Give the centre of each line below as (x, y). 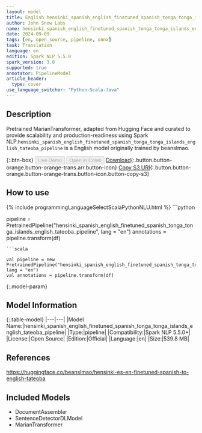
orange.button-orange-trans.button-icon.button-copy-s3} (78, 174)
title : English (25, 17)
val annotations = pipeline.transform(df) (60, 275)
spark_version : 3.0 (31, 62)
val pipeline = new (31, 259)
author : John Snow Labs (36, 23)
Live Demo (50, 160)
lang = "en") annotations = (133, 231)
